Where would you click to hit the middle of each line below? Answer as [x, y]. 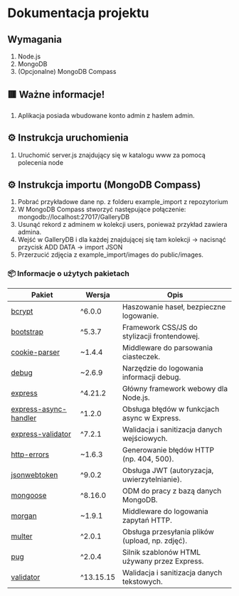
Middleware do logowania [165, 511]
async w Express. [152, 417]
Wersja [98, 294]
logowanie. [140, 316]
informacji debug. [152, 377]
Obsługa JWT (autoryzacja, [168, 470]
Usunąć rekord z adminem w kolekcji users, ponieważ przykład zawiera [122, 225]
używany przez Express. [163, 561]
